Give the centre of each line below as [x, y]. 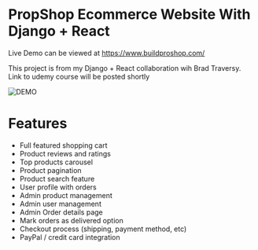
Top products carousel [56, 162]
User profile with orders [58, 187]
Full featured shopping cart [63, 145]
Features [38, 124]
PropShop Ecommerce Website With [129, 15]
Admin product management [66, 195]
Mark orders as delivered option [71, 220]
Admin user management [61, 204]
